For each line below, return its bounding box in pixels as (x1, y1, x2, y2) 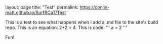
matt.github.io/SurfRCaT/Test (5, 9, 66, 15)
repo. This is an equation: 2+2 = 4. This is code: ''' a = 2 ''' (5, 24, 128, 30)
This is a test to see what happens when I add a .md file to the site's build (5, 19, 158, 25)
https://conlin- (79, 4, 110, 10)
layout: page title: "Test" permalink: (5, 4, 79, 10)
